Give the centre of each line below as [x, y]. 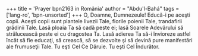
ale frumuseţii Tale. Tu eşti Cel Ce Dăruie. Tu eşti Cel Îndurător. [83, 46]
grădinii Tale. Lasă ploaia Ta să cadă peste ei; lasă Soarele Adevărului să [95, 27]
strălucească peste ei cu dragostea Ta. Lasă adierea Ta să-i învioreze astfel [98, 34]
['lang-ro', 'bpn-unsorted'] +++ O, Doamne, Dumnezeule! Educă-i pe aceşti [98, 15]
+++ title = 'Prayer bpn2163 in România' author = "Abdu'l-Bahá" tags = [93, 9]
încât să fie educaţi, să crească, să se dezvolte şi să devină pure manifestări [99, 40]
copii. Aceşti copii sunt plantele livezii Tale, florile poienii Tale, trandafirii [94, 21]
